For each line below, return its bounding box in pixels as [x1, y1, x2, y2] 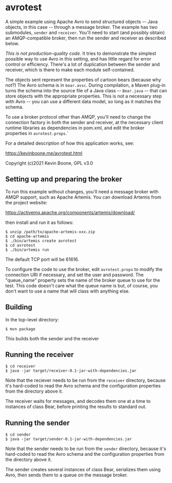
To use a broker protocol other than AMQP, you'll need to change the [5, 113, 151, 120]
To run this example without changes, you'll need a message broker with [5, 188, 159, 195]
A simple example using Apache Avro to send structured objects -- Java [5, 18, 158, 25]
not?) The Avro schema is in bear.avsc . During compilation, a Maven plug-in [5, 82, 166, 88]
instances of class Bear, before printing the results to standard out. [5, 403, 147, 410]
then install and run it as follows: [5, 219, 73, 225]
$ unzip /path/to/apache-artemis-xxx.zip [5, 229, 95, 235]
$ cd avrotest [5, 243, 36, 248]
